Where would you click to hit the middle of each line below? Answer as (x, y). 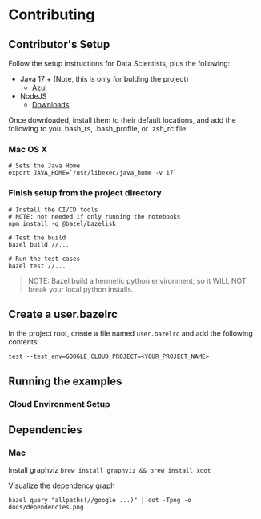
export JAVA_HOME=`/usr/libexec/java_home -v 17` (93, 173)
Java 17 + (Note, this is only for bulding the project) (104, 79)
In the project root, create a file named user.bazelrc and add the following (131, 333)
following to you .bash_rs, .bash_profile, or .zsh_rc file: (98, 129)
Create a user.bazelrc (63, 314)
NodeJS (33, 96)
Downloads (50, 105)
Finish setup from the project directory (85, 193)
